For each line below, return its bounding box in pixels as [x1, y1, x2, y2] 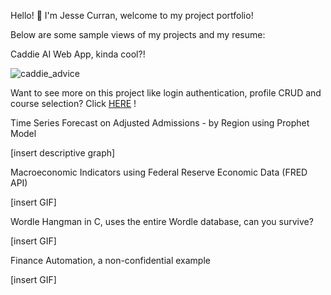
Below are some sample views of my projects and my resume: [10, 29, 266, 40]
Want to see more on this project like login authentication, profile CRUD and [10, 87, 322, 99]
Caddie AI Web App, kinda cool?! [10, 48, 146, 60]
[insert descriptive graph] [10, 147, 116, 159]
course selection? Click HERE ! [10, 98, 137, 109]
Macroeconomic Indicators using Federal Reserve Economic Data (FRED [10, 166, 308, 178]
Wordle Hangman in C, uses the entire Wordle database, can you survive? [10, 216, 314, 227]
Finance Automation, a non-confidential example [10, 255, 211, 266]
